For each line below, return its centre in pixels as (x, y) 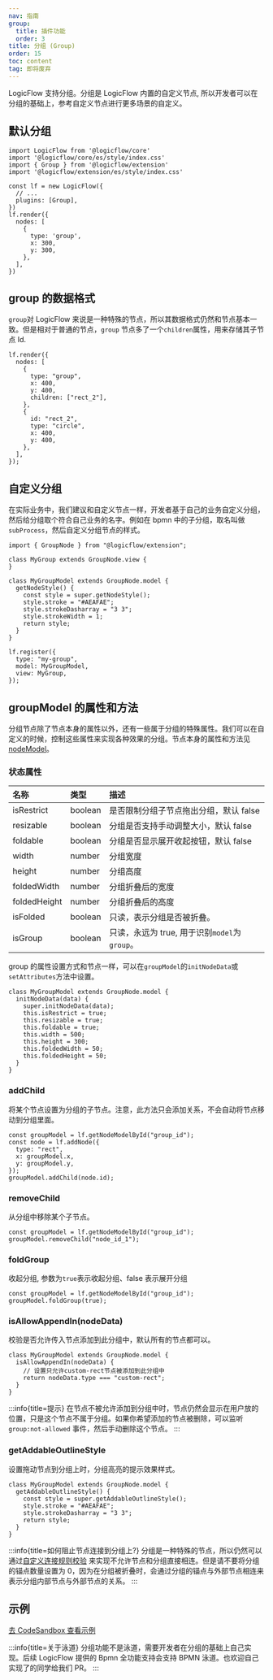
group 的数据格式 (52, 298)
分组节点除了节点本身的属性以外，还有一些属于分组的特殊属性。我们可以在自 (136, 729)
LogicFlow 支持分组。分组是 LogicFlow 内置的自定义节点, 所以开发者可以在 (133, 93)
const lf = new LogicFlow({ (56, 186)
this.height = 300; (56, 1042)
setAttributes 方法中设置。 (54, 977)
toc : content (30, 62)
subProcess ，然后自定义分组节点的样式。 (76, 530)
